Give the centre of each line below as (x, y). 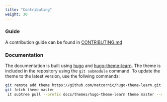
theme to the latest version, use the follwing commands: (63, 76)
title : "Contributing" (29, 10)
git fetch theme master (30, 90)
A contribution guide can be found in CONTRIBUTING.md (64, 42)
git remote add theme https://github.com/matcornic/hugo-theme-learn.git (83, 85)
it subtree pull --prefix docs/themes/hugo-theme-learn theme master (81, 94)
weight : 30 (16, 14)
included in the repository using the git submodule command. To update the (83, 71)
